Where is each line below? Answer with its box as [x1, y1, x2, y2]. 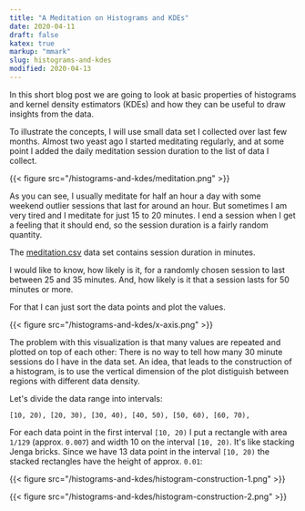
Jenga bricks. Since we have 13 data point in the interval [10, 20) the [9, 445, 270, 456]
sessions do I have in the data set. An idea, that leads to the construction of [9, 356, 293, 367]
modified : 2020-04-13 [9, 65, 92, 74]
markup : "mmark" [9, 47, 71, 56]
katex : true [9, 38, 55, 48]
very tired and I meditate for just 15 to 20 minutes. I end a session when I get [9, 210, 296, 220]
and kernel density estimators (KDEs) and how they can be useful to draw [9, 98, 286, 109]
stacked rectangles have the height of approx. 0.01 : [9, 455, 203, 466]
